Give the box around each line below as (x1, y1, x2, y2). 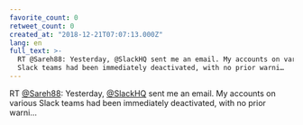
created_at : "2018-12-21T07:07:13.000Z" (9, 30, 164, 39)
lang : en (9, 38, 42, 48)
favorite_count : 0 (9, 13, 78, 22)
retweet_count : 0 (9, 22, 75, 31)
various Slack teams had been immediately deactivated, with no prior (9, 97, 266, 108)
